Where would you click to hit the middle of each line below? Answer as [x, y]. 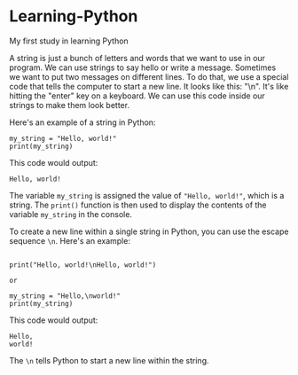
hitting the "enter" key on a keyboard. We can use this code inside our [137, 96]
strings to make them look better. [70, 105]
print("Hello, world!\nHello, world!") [83, 265]
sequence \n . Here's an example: [70, 240]
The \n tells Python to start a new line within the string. [110, 360]
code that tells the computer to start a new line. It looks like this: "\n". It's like [149, 86]
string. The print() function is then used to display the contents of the [138, 205]
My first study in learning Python [69, 41]
